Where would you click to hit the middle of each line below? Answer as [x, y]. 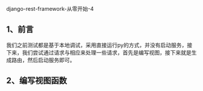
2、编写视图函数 [37, 81]
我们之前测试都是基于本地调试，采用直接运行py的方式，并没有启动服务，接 [99, 45]
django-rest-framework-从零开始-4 [50, 9]
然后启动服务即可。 [51, 60]
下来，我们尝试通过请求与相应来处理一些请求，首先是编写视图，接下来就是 [99, 52]
